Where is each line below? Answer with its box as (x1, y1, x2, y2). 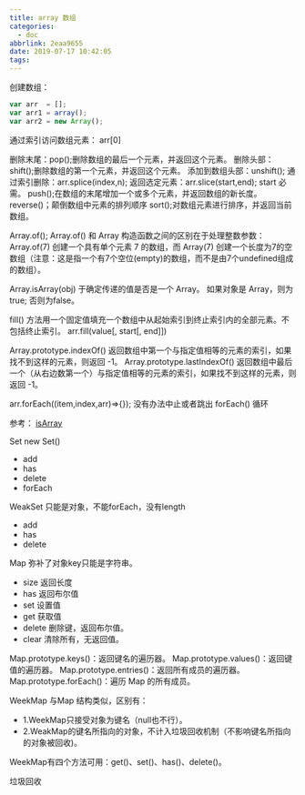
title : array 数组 (9, 13, 76, 23)
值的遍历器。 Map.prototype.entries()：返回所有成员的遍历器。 (9, 664, 245, 675)
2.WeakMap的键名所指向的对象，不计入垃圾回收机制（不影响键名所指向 (22, 725, 291, 737)
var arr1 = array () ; (9, 108, 88, 117)
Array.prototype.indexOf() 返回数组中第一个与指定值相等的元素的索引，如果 (9, 345, 292, 356)
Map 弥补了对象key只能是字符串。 (9, 557, 138, 569)
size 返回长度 (22, 577, 73, 588)
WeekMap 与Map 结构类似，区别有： (9, 695, 148, 706)
